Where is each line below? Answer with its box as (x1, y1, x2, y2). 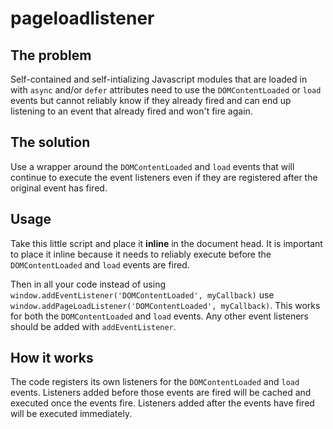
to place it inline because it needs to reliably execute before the (10, 248, 272, 260)
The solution (10, 134, 91, 151)
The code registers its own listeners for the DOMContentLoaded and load (10, 376, 300, 388)
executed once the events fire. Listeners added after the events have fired (10, 397, 315, 409)
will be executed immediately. (10, 408, 133, 420)
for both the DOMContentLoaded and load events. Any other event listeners (10, 310, 310, 322)
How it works (10, 350, 94, 367)
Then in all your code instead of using (10, 278, 167, 290)
